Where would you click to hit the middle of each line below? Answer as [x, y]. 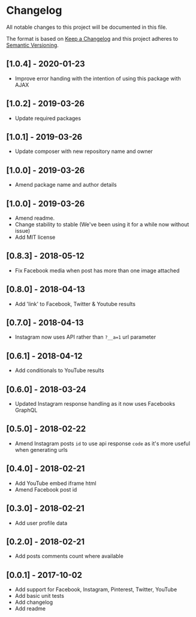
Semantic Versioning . [32, 45]
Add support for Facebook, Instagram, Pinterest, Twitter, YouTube [96, 589]
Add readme [30, 609]
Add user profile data [41, 523]
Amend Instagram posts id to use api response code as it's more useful [102, 443]
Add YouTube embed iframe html [56, 483]
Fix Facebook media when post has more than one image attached [97, 270]
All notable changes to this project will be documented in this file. [87, 27]
